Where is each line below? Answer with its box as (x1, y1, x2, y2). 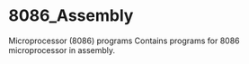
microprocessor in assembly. (8, 44, 116, 55)
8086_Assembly (8, 5, 134, 26)
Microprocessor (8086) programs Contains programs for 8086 (8, 35, 240, 46)
